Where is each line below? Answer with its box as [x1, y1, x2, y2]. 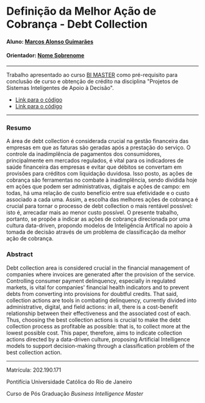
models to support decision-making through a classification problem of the [6, 342, 195, 349]
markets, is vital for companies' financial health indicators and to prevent [6, 283, 189, 291]
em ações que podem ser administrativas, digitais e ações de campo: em [6, 183, 190, 190]
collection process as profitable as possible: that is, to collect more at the [6, 322, 190, 330]
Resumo [6, 124, 32, 132]
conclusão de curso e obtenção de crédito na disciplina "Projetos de [6, 78, 179, 85]
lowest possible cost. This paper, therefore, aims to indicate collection [6, 329, 182, 336]
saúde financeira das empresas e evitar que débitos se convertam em [6, 163, 182, 171]
